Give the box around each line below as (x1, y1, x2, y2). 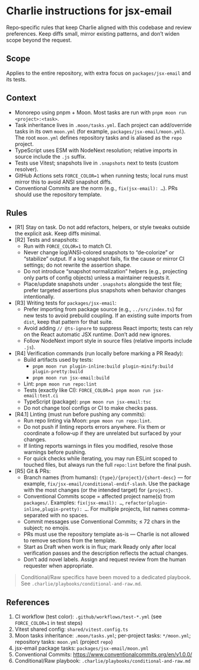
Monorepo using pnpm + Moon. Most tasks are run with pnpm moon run (14, 109, 187, 116)
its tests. (6, 75, 27, 83)
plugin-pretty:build (32, 369, 84, 375)
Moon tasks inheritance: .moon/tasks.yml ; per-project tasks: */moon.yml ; (14, 632, 191, 639)
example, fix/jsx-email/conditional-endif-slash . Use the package (23, 480, 190, 488)
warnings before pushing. (23, 448, 87, 456)
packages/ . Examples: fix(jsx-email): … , (23, 499, 124, 506)
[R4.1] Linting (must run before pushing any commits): (14, 411, 146, 418)
